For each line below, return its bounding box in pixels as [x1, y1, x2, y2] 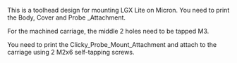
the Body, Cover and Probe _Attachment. [7, 13, 126, 22]
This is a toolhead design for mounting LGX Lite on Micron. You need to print [7, 6, 230, 14]
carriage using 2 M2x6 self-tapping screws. [7, 48, 135, 56]
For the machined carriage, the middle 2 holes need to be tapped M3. [7, 27, 209, 35]
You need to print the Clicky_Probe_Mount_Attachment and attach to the [7, 41, 217, 48]
